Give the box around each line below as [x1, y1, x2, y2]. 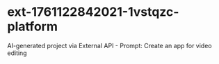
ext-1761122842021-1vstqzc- [7, 4, 179, 20]
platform [7, 19, 58, 34]
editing [7, 49, 27, 57]
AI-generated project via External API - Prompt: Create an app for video [7, 41, 212, 50]
